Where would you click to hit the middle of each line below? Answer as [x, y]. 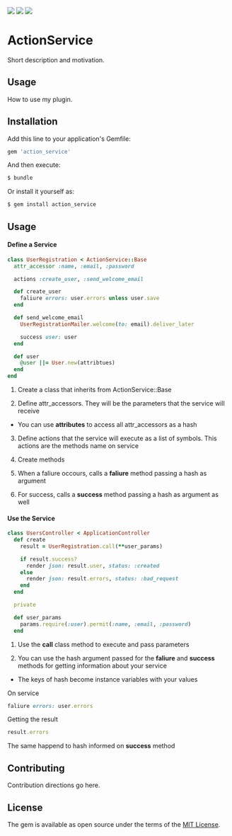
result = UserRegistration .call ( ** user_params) [91, 546]
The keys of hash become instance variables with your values [108, 679]
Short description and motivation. [56, 59]
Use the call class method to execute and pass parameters [103, 644]
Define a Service [32, 245]
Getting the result [33, 719]
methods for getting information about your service [92, 665]
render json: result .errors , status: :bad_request [102, 579]
